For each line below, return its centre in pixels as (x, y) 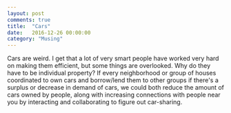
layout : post (26, 13)
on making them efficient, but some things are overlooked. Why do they (109, 66)
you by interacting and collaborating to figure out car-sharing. (95, 102)
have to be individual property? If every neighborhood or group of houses (112, 73)
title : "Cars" (29, 26)
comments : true (29, 20)
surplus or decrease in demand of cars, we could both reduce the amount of (116, 88)
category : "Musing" (35, 39)
